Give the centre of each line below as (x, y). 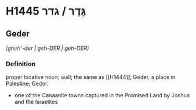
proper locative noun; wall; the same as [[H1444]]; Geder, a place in (91, 77)
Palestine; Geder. (27, 84)
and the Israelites (36, 102)
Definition (21, 64)
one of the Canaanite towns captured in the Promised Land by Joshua (102, 95)
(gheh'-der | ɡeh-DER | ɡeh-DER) (47, 48)
